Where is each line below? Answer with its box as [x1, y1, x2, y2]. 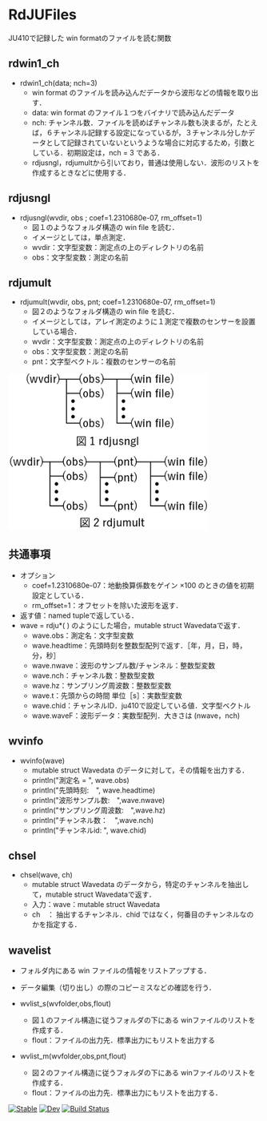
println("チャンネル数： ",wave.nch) [31, 815, 154, 825]
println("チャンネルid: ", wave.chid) [31, 825, 147, 835]
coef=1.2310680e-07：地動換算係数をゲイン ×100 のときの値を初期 [31, 580, 254, 590]
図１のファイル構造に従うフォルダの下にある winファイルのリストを [31, 1015, 256, 1025]
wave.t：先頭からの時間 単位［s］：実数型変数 [31, 691, 182, 700]
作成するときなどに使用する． [31, 167, 130, 177]
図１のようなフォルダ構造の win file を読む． [31, 222, 179, 232]
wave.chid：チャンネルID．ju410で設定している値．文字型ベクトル [31, 700, 251, 710]
